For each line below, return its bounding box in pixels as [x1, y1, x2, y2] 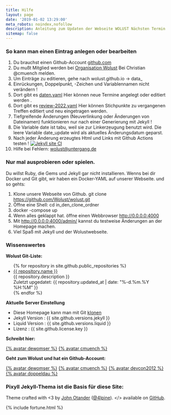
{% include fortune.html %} [6, 405, 63, 411]
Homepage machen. [13, 223, 56, 229]
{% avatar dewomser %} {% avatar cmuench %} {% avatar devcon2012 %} [6, 365, 164, 371]
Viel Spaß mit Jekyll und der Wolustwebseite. [13, 228, 108, 234]
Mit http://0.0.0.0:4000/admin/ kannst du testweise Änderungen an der [13, 218, 162, 224]
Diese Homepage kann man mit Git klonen [13, 309, 102, 315]
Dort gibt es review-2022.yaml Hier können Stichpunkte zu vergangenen [13, 103, 166, 109]
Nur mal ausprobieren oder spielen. [6, 159, 96, 166]
